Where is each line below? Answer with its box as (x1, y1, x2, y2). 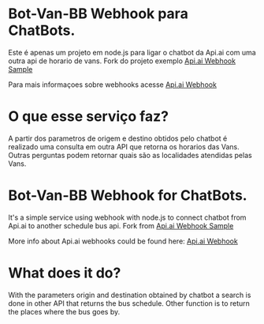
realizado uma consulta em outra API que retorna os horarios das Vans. (8, 141, 240, 151)
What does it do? (8, 264, 121, 281)
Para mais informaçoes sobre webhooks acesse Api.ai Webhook (8, 80, 217, 89)
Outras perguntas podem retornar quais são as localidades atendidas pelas (8, 150, 252, 160)
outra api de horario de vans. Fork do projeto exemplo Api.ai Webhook (8, 56, 236, 66)
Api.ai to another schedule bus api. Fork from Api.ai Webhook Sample (8, 220, 234, 230)
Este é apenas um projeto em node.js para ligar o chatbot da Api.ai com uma (8, 47, 256, 57)
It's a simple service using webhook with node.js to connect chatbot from (8, 213, 247, 222)
